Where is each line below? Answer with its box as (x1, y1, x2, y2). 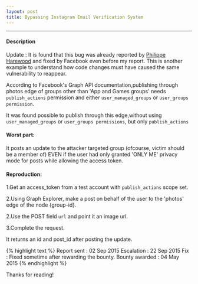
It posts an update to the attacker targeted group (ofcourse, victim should (6, 144, 184, 151)
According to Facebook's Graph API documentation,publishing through (6, 81, 179, 89)
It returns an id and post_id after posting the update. (6, 236, 133, 243)
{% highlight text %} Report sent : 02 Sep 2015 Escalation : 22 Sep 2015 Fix (6, 247, 190, 254)
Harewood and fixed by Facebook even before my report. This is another (6, 57, 183, 64)
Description (6, 38, 36, 45)
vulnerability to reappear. (6, 70, 67, 77)
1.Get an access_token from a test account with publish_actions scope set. (6, 184, 189, 191)
